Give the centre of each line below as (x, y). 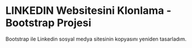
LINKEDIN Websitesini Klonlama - (88, 11)
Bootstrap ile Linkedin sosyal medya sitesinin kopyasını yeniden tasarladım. (96, 39)
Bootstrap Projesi (48, 23)
